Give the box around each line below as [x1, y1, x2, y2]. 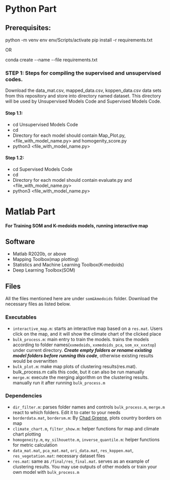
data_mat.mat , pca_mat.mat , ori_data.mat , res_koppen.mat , [12, 447, 134, 453]
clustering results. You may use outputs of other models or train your [12, 463, 157, 470]
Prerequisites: [5, 23, 51, 32]
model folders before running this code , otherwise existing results [12, 352, 154, 358]
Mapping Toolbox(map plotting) [12, 256, 79, 262]
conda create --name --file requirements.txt [5, 57, 98, 63]
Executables [5, 314, 37, 321]
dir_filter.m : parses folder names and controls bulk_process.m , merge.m [12, 404, 165, 410]
